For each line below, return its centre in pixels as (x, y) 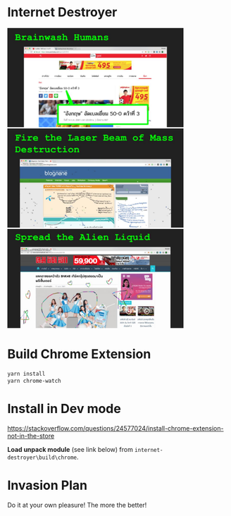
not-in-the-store (31, 436)
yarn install (26, 374)
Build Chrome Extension (79, 354)
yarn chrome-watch (34, 381)
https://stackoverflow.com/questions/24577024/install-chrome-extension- (115, 428)
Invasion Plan (48, 485)
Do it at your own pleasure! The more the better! (77, 505)
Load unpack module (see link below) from (70, 449)
